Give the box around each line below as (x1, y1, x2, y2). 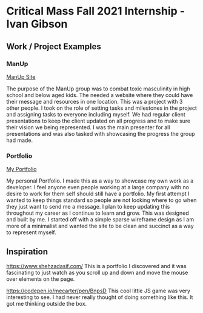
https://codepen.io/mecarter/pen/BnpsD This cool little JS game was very (6, 287, 191, 294)
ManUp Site (6, 73, 36, 80)
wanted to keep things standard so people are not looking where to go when (6, 197, 197, 204)
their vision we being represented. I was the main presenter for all (6, 123, 170, 131)
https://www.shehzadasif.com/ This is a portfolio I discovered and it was (6, 262, 187, 269)
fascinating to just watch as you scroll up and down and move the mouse (6, 269, 188, 276)
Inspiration (6, 246, 48, 257)
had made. (6, 136, 33, 144)
